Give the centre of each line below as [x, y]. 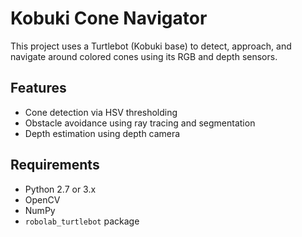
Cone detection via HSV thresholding [101, 112]
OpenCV [42, 199]
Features [38, 88]
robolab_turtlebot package [82, 221]
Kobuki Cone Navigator [109, 18]
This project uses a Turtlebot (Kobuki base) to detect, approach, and [151, 46]
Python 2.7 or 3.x [60, 189]
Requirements [55, 165]
